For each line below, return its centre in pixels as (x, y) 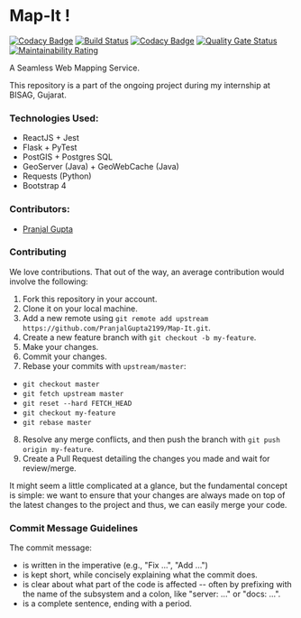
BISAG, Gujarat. (38, 95)
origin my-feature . (58, 448)
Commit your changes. (64, 356)
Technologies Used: (54, 118)
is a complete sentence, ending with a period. (107, 604)
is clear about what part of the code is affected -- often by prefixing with (157, 585)
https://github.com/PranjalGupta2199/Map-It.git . (117, 327)
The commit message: (51, 548)
